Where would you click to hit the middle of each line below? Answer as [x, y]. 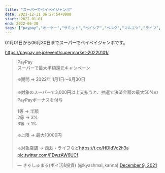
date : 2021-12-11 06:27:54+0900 [38, 14]
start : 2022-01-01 [24, 19]
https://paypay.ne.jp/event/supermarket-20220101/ [57, 53]
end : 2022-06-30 [22, 23]
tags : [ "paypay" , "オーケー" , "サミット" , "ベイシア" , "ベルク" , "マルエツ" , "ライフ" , [83, 28]
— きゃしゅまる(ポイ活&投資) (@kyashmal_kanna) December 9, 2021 [87, 165]
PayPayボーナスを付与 [40, 100]
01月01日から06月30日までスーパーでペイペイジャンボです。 [66, 43]
